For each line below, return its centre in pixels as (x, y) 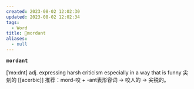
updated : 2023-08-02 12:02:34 (43, 17)
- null (19, 44)
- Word (19, 28)
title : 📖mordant (26, 33)
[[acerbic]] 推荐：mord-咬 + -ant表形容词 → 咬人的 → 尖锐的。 (93, 80)
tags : (13, 22)
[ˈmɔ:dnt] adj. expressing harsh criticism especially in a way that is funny (94, 72)
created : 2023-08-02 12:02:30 (43, 11)
